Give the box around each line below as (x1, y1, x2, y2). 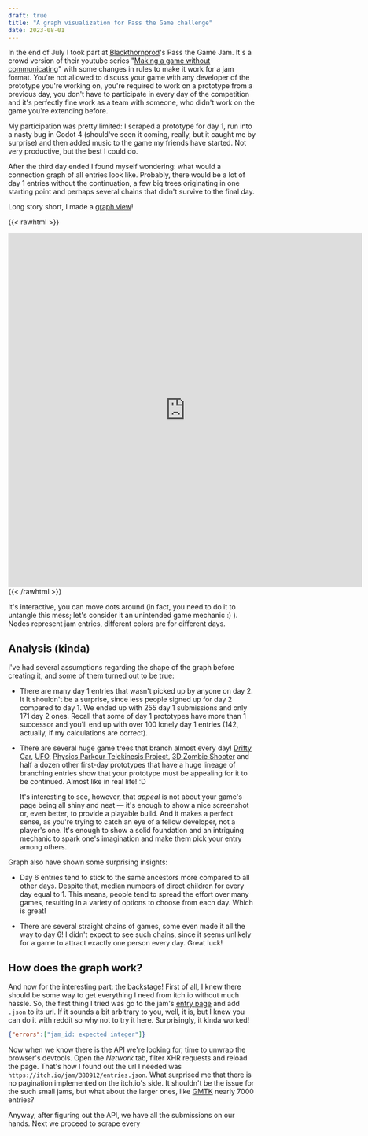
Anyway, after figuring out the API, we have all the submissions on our (8, 1110, 235, 1119)
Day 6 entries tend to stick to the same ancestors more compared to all (19, 873, 250, 883)
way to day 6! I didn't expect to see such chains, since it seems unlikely (19, 930, 252, 939)
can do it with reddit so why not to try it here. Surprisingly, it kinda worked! (8, 1016, 250, 1024)
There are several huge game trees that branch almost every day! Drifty (19, 743, 252, 753)
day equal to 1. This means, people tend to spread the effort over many (19, 890, 249, 899)
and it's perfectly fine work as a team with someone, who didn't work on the (8, 98, 256, 107)
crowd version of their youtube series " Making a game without (8, 56, 211, 65)
